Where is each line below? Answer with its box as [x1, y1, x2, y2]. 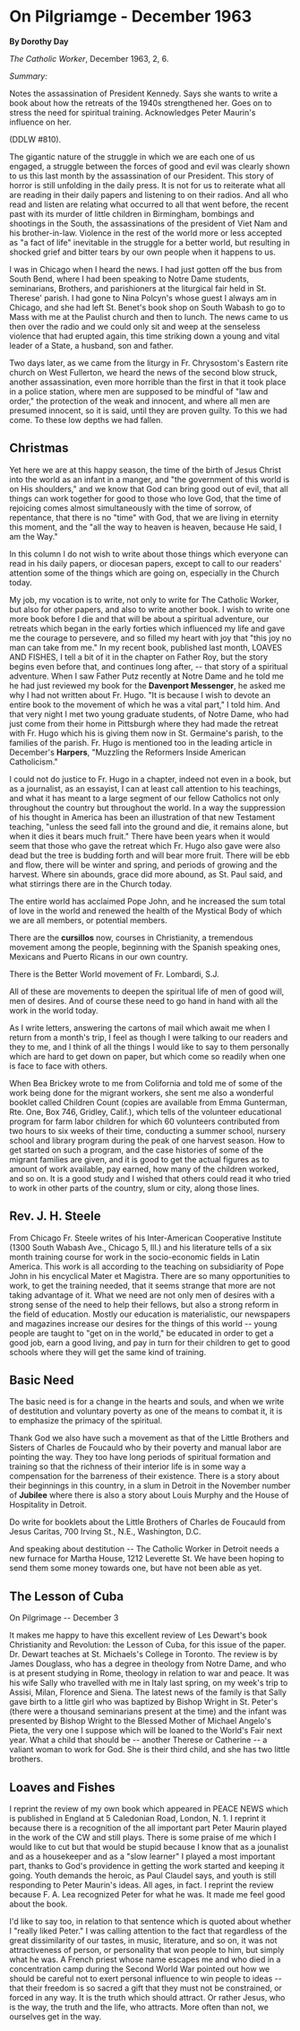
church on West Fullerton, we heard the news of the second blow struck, [9, 367, 278, 377]
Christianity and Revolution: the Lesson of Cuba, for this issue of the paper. [9, 1639, 287, 1650]
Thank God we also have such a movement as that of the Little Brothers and [9, 1432, 289, 1444]
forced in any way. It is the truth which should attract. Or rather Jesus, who [9, 1992, 286, 2002]
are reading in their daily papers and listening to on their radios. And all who [9, 189, 289, 200]
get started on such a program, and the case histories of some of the [9, 1145, 264, 1155]
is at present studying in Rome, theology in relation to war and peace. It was [9, 1668, 289, 1679]
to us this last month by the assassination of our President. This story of [9, 170, 275, 181]
